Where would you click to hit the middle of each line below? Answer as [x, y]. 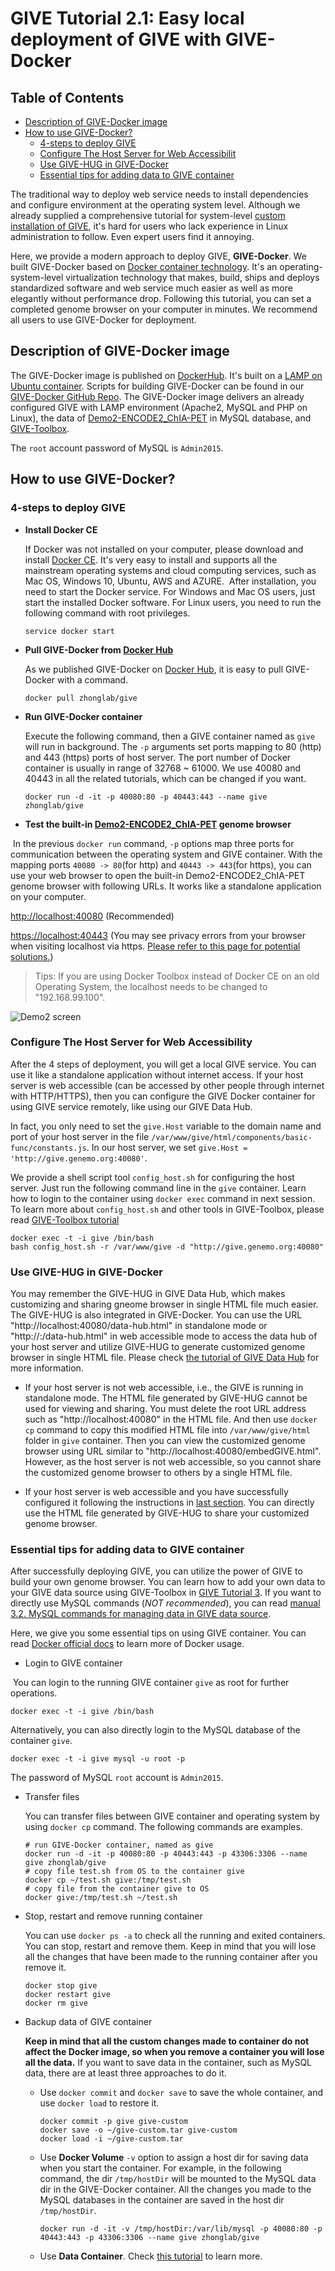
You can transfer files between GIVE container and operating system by [172, 1816]
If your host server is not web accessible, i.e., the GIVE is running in [164, 1388]
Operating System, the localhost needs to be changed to [151, 986]
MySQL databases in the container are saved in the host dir [162, 2200]
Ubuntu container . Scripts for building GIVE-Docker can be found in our [157, 386]
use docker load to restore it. [99, 2103]
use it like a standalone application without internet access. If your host [157, 1074]
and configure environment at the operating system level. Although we [155, 205]
